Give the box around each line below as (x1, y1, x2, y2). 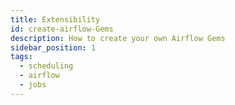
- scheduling (19, 61, 74, 71)
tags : (10, 52, 33, 62)
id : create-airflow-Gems (10, 24, 114, 34)
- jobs (19, 80, 47, 90)
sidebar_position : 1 (10, 42, 97, 53)
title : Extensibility (10, 14, 101, 25)
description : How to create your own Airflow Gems (10, 33, 226, 43)
